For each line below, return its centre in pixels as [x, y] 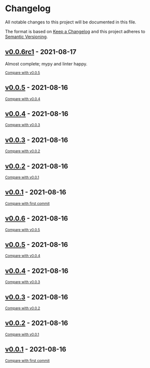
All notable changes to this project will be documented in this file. [71, 22]
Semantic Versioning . [26, 37]
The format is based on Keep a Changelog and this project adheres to [75, 31]
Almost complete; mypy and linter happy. [46, 63]
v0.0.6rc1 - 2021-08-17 [41, 52]
